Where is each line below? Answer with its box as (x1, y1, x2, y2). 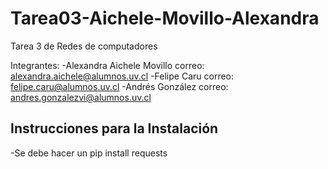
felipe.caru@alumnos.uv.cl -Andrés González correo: (10, 80, 229, 92)
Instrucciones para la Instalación (10, 120, 219, 137)
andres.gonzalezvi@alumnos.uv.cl (10, 91, 152, 103)
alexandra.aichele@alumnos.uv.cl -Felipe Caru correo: (10, 70, 235, 82)
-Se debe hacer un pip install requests (10, 147, 168, 159)
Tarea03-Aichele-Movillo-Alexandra (10, 7, 320, 30)
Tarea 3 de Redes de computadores (10, 40, 158, 52)
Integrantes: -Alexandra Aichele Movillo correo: (10, 59, 205, 71)
